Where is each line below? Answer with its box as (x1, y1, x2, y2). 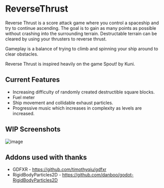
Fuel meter (12, 94, 35, 100)
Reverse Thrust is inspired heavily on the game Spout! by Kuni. (5, 61, 135, 67)
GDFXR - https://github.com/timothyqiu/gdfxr (12, 166, 107, 172)
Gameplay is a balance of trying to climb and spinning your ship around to (5, 45, 158, 52)
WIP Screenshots (5, 125, 61, 134)
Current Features (5, 75, 60, 84)
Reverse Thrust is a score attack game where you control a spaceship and (5, 20, 159, 26)
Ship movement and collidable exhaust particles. (12, 100, 113, 106)
